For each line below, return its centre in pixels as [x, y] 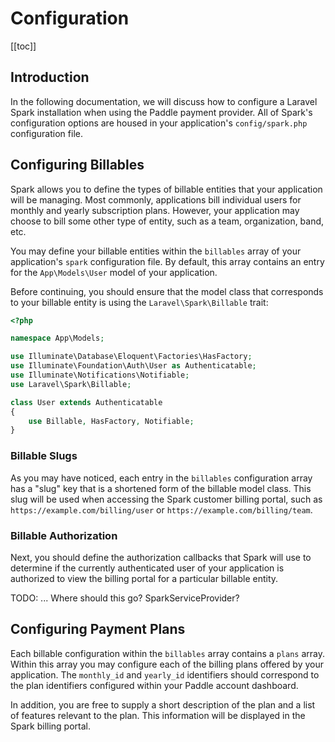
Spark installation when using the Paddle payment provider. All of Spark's [161, 112]
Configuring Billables [77, 165]
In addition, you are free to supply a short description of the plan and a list [163, 704]
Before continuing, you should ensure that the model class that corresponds [167, 291]
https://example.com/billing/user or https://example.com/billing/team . [161, 509]
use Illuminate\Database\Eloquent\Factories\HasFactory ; [131, 357]
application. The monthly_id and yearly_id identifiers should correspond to [165, 674]
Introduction [50, 77]
